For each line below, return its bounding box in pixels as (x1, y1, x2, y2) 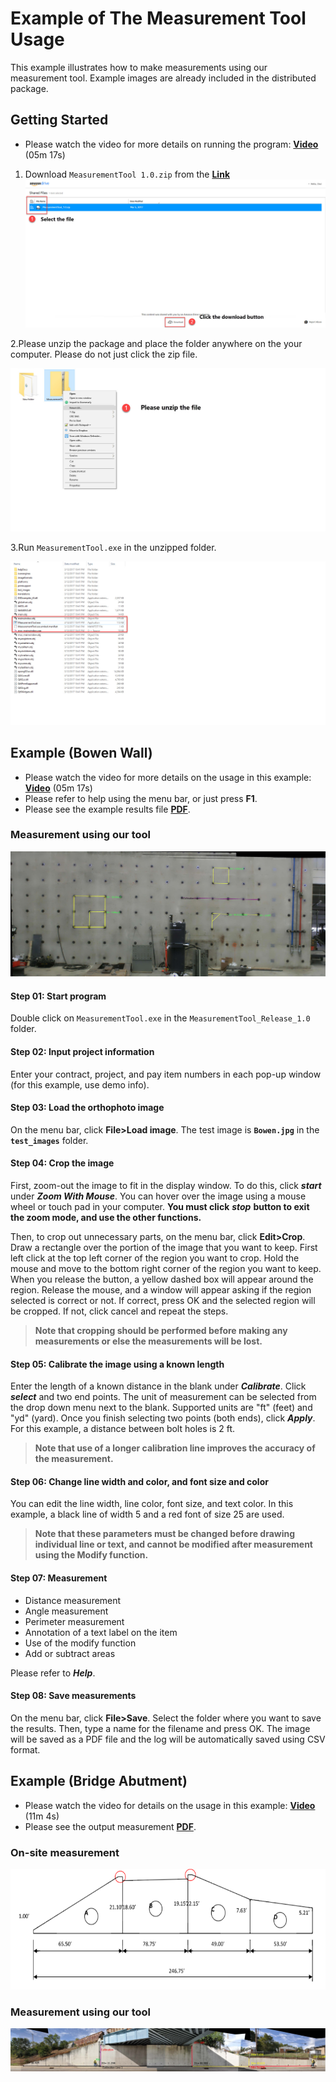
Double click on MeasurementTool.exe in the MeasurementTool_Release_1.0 (10, 1012, 311, 1024)
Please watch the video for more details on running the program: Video (24, 138, 319, 150)
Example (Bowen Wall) (10, 745, 153, 762)
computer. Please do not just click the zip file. (10, 348, 198, 361)
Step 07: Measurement (10, 1572, 108, 1584)
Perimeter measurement (24, 1615, 125, 1627)
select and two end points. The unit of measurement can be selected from (10, 1391, 317, 1403)
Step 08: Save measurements (10, 1690, 137, 1702)
